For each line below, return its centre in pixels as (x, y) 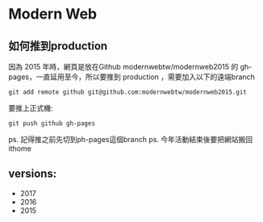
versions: (33, 174)
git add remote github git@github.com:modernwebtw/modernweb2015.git (128, 92)
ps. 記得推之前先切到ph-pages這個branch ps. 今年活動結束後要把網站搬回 (131, 139)
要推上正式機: (31, 108)
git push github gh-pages (52, 124)
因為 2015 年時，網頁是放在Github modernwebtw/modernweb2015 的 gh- (130, 67)
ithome (20, 149)
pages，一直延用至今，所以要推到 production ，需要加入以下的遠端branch (132, 77)
